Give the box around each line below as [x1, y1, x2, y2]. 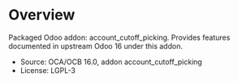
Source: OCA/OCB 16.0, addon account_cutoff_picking [19, 57, 203, 67]
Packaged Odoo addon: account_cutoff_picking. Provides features [8, 32, 231, 42]
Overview [8, 6, 76, 24]
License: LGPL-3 [19, 65, 76, 75]
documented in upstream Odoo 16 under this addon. [8, 41, 183, 50]
